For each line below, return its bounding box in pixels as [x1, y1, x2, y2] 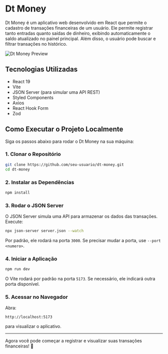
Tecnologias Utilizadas [5, 65, 78, 74]
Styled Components [12, 94, 54, 100]
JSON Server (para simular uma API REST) [12, 89, 100, 95]
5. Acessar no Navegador [5, 294, 68, 301]
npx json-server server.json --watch [5, 229, 84, 234]
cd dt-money [5, 166, 30, 172]
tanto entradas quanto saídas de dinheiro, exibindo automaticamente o [5, 30, 151, 36]
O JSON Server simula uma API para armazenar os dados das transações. [5, 214, 158, 220]
